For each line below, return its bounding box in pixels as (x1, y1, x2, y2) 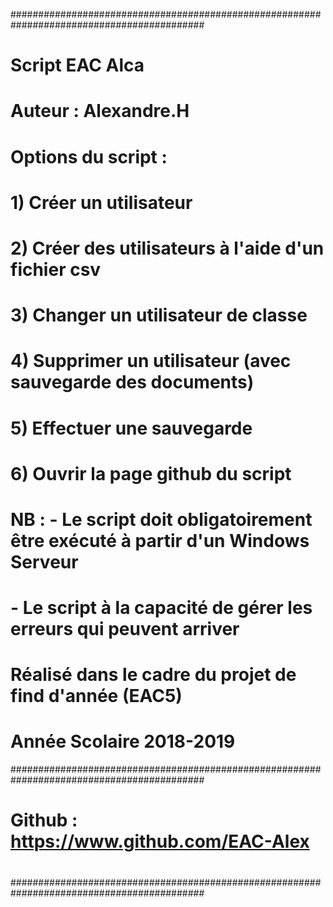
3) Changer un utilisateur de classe (10, 304, 308, 327)
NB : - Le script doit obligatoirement (10, 508, 313, 531)
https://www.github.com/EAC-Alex (10, 830, 310, 853)
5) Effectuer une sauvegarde (10, 417, 253, 439)
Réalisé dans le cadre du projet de (10, 664, 297, 686)
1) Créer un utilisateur (10, 191, 193, 214)
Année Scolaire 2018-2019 (10, 730, 236, 753)
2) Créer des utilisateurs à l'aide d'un (10, 237, 325, 259)
